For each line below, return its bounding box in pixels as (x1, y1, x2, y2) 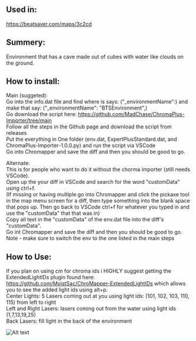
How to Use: (6, 251, 52, 261)
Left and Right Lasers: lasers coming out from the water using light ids (6, 305, 177, 312)
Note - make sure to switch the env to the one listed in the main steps (6, 235, 175, 242)
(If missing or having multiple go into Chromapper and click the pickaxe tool (6, 191, 190, 198)
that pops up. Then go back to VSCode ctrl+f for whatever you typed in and (6, 203, 190, 211)
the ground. (6, 59, 35, 67)
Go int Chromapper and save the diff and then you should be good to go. (6, 229, 182, 236)
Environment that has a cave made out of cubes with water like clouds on (6, 53, 184, 60)
